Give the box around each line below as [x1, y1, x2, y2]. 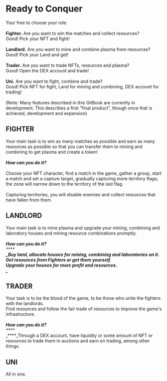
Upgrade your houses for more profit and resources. [6, 262, 117, 268]
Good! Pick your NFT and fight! [6, 36, 70, 42]
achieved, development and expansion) [6, 110, 87, 116]
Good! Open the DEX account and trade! [6, 67, 89, 73]
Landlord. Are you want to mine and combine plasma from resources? [6, 46, 151, 52]
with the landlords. [6, 301, 44, 307]
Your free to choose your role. [6, 20, 68, 26]
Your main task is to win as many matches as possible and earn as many [6, 138, 155, 144]
